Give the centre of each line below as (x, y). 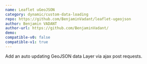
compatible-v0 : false (28, 38)
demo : (11, 33)
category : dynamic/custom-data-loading (47, 14)
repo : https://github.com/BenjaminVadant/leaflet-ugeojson (68, 19)
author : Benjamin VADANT (31, 24)
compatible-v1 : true (27, 42)
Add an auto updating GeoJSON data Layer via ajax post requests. (74, 56)
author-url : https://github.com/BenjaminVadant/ (57, 28)
